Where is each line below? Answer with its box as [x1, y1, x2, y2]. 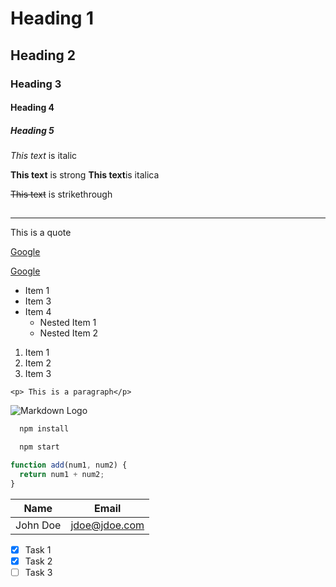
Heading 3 [10, 77, 62, 91]
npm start [19, 442, 60, 452]
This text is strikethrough [10, 188, 113, 201]
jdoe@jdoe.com [70, 518, 145, 532]
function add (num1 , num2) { [10, 460, 128, 471]
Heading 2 [10, 47, 77, 64]
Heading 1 [10, 7, 95, 30]
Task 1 [24, 543, 52, 556]
